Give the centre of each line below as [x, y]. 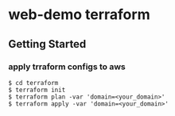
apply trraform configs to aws [67, 67]
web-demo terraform [79, 15]
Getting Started [47, 44]
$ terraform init [37, 90]
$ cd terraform [33, 83]
